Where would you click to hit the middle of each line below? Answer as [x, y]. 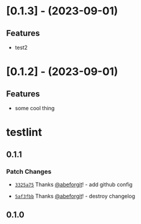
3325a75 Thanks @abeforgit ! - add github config [73, 184]
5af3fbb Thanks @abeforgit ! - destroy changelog [75, 196]
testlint [24, 132]
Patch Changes [29, 171]
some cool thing [35, 108]
